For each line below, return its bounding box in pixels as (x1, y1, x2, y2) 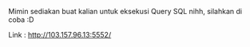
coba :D (8, 15, 34, 24)
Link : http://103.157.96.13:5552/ (8, 31, 112, 39)
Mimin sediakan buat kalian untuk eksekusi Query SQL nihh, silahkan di (8, 7, 242, 16)
